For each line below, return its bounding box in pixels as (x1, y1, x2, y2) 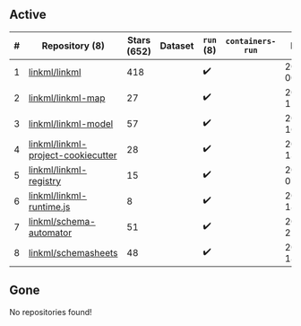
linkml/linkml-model (28, 117, 114, 129)
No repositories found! (9, 306, 92, 317)
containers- (225, 36, 277, 46)
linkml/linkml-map (28, 92, 106, 104)
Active (9, 7, 47, 22)
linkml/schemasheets (28, 246, 118, 259)
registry (28, 174, 62, 187)
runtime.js (28, 200, 71, 213)
